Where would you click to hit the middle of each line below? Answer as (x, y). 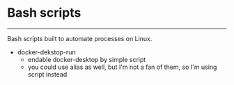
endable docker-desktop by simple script (87, 59)
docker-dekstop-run (46, 52)
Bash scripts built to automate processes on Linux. (80, 38)
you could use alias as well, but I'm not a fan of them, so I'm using (122, 67)
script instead (47, 74)
